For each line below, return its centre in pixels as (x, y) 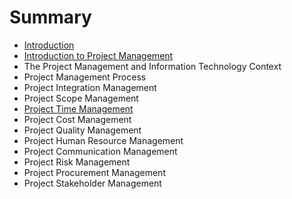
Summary (50, 17)
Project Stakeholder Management (92, 183)
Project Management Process (85, 77)
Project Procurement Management (94, 172)
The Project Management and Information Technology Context (152, 66)
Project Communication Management (100, 151)
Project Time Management (78, 108)
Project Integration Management (90, 87)
